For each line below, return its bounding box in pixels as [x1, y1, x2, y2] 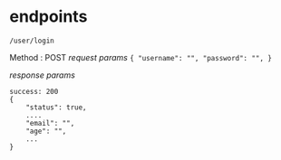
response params [9, 70, 75, 80]
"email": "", [25, 118, 75, 127]
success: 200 [9, 87, 59, 96]
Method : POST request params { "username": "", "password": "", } [9, 52, 272, 62]
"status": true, [25, 102, 88, 112]
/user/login [9, 36, 54, 45]
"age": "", [25, 127, 67, 136]
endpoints [9, 6, 88, 27]
